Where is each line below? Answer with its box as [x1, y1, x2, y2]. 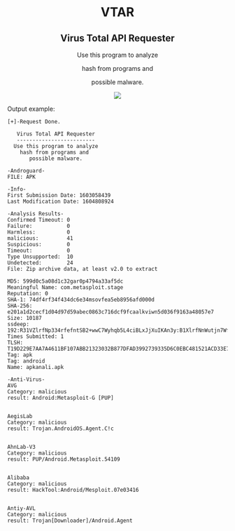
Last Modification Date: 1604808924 [7, 198, 114, 205]
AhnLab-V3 [7, 443, 36, 450]
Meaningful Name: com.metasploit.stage [7, 284, 124, 291]
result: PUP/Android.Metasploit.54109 [7, 456, 120, 463]
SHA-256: [7, 302, 33, 309]
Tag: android [7, 358, 45, 365]
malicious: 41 [7, 235, 73, 242]
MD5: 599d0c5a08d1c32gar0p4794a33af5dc [7, 278, 124, 285]
